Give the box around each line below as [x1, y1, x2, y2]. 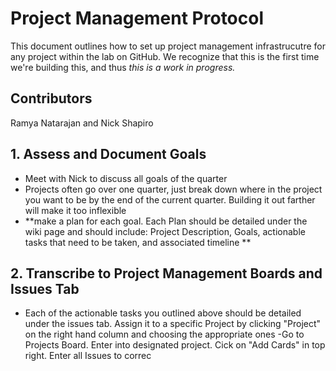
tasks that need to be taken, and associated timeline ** [24, 236, 252, 248]
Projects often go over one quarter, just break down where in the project [24, 183, 323, 195]
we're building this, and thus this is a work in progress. [10, 61, 236, 73]
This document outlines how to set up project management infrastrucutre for [10, 40, 326, 52]
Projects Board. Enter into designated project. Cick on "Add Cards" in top [24, 339, 326, 351]
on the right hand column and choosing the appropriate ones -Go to [24, 328, 305, 341]
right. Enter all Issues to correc [24, 350, 152, 362]
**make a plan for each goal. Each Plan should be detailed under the [24, 215, 308, 227]
